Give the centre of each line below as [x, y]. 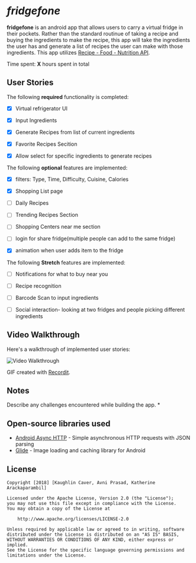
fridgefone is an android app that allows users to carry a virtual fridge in [95, 27]
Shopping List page [39, 191]
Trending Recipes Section [47, 215]
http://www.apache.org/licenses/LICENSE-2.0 [73, 519]
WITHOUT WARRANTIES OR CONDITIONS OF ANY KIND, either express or [90, 540]
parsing [25, 444]
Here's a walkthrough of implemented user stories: [69, 349]
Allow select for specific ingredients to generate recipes [83, 156]
